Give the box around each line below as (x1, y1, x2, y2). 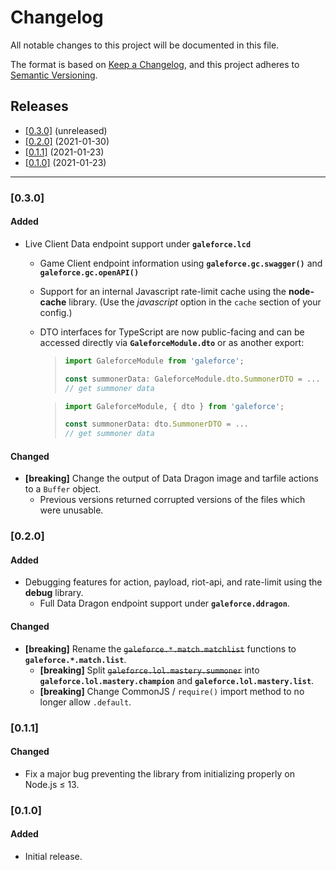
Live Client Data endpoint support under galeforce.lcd (24, 237, 252, 250)
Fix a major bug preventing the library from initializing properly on (24, 767, 295, 780)
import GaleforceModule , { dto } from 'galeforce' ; (64, 401, 285, 411)
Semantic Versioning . (10, 69, 98, 81)
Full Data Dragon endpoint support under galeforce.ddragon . (39, 597, 290, 610)
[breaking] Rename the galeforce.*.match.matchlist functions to (24, 642, 297, 655)
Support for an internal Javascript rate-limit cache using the (39, 285, 287, 297)
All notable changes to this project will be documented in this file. (10, 39, 280, 51)
